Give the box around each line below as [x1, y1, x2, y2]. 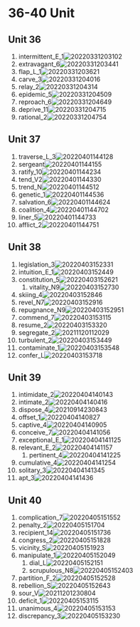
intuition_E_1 [18, 267, 54, 276]
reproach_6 [18, 98, 52, 106]
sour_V [18, 589, 39, 598]
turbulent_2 [18, 336, 53, 344]
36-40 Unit [8, 5, 75, 21]
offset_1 [18, 413, 41, 422]
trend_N [18, 182, 42, 191]
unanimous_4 [18, 604, 58, 613]
